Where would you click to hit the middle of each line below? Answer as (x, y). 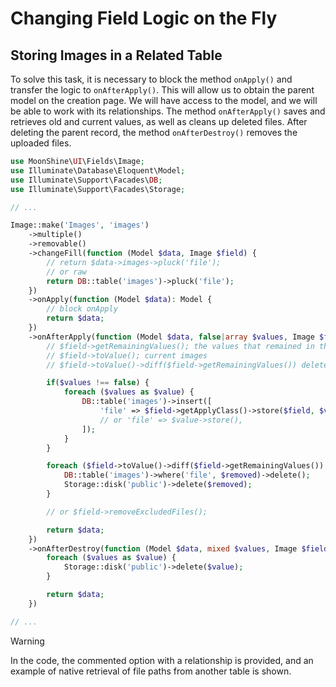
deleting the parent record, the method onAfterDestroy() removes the (154, 132)
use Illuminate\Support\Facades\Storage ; (98, 189)
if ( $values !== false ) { (98, 383)
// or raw (66, 272)
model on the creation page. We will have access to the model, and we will (164, 100)
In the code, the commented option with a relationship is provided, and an (162, 660)
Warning (27, 641)
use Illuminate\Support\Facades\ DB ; (86, 180)
